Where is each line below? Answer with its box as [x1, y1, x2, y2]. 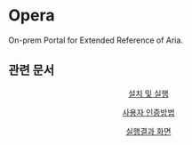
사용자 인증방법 [122, 107, 175, 117]
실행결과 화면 [125, 125, 172, 136]
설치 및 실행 [127, 88, 170, 99]
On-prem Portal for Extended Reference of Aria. [8, 35, 184, 45]
